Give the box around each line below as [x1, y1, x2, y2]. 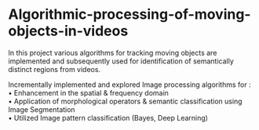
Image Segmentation [8, 104, 76, 114]
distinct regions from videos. [8, 64, 100, 74]
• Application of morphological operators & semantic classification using [8, 96, 243, 106]
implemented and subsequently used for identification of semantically [8, 56, 234, 66]
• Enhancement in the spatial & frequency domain [8, 88, 169, 97]
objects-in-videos [8, 22, 129, 40]
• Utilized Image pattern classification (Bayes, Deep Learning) [8, 113, 208, 122]
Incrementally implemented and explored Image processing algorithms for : [8, 80, 251, 89]
